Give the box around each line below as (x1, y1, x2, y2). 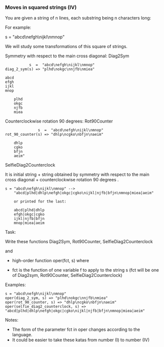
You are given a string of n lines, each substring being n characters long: (5, 15, 151, 21)
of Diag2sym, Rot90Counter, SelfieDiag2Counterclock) (12, 273, 123, 278)
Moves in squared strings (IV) (5, 4, 77, 11)
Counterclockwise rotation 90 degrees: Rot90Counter (5, 118, 113, 124)
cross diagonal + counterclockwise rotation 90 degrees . (5, 177, 119, 183)
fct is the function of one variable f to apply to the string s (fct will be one (12, 267, 159, 273)
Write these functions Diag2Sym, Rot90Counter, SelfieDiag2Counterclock (5, 239, 153, 245)
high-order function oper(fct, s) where (12, 258, 89, 264)
